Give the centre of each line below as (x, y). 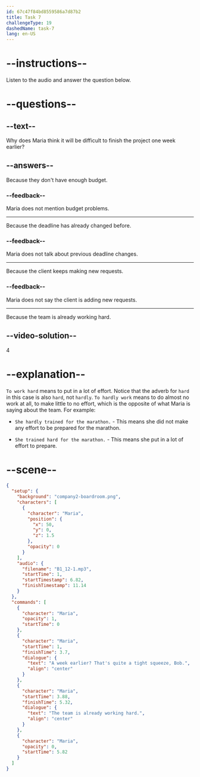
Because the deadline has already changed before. (69, 226)
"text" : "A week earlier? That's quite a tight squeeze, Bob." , (109, 664)
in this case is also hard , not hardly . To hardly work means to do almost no (98, 397)
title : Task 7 (24, 17)
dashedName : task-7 (30, 28)
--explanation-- (46, 374)
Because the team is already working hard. (59, 317)
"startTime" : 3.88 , (46, 696)
